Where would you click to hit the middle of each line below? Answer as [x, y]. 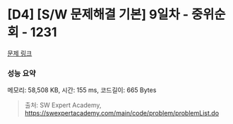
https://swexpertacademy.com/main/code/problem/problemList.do [122, 113]
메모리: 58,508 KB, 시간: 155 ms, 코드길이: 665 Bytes [82, 90]
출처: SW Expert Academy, [63, 105]
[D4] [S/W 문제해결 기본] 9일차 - [98, 15]
